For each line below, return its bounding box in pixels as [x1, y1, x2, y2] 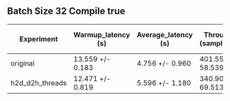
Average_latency [136, 30, 193, 40]
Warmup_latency [73, 30, 131, 40]
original [10, 58, 35, 68]
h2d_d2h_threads [10, 78, 67, 87]
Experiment [19, 34, 58, 44]
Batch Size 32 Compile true [7, 5, 125, 17]
